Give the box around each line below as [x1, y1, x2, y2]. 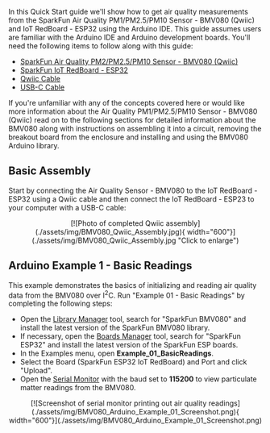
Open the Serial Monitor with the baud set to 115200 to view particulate [19, 374, 258, 384]
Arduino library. [8, 141, 60, 150]
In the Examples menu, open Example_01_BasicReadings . [19, 348, 214, 358]
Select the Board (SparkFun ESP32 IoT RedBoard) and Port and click [19, 357, 247, 367]
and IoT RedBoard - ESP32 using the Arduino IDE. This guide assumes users [8, 24, 262, 33]
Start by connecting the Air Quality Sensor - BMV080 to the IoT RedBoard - [8, 185, 258, 195]
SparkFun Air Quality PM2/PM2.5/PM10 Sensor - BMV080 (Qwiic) [19, 56, 239, 66]
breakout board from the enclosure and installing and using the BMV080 [8, 132, 248, 142]
